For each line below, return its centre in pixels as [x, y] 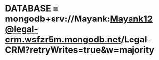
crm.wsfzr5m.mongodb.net [63, 40]
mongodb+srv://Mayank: [58, 19]
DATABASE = [32, 9]
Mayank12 [132, 19]
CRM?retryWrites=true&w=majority [80, 50]
